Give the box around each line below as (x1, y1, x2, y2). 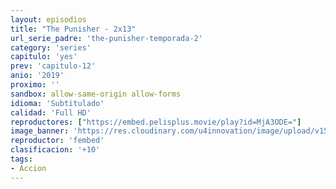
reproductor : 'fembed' (10, 136, 105, 146)
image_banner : (10, 126, 70, 136)
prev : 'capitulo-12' (10, 61, 97, 71)
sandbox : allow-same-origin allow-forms (10, 89, 182, 99)
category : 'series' (10, 42, 92, 53)
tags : (10, 154, 33, 164)
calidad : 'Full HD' (10, 107, 92, 118)
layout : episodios (10, 14, 87, 25)
